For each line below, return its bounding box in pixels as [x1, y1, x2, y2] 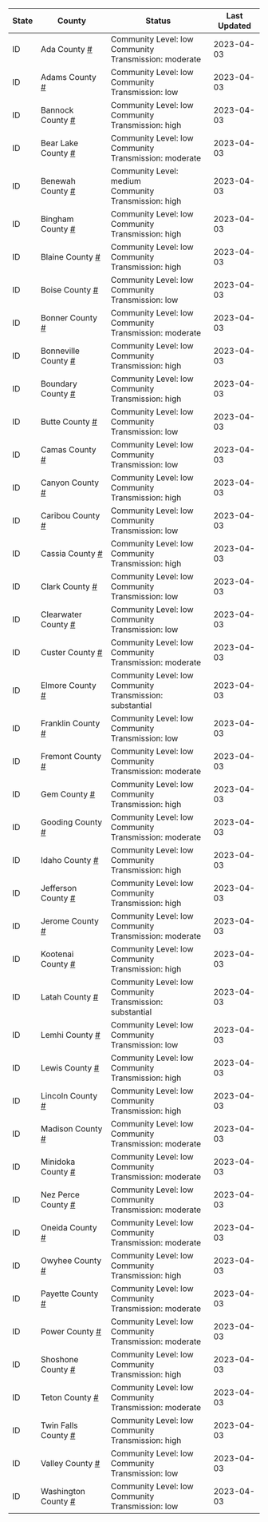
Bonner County [40, 312, 98, 323]
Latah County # [40, 991, 99, 1002]
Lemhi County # [40, 1030, 101, 1040]
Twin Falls [40, 1420, 78, 1431]
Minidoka [40, 1156, 76, 1167]
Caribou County [40, 511, 100, 521]
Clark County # [40, 581, 98, 592]
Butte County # [40, 416, 97, 427]
